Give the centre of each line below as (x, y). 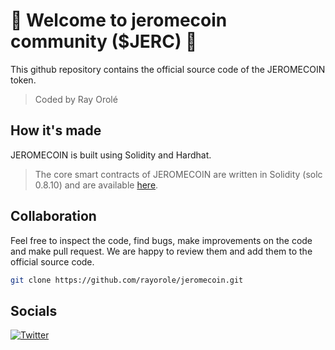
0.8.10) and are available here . (96, 185)
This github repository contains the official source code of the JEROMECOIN (168, 69)
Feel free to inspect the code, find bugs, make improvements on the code (161, 240)
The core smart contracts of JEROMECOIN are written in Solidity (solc (178, 174)
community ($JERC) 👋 (104, 41)
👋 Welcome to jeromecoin (119, 20)
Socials (34, 310)
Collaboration (53, 216)
